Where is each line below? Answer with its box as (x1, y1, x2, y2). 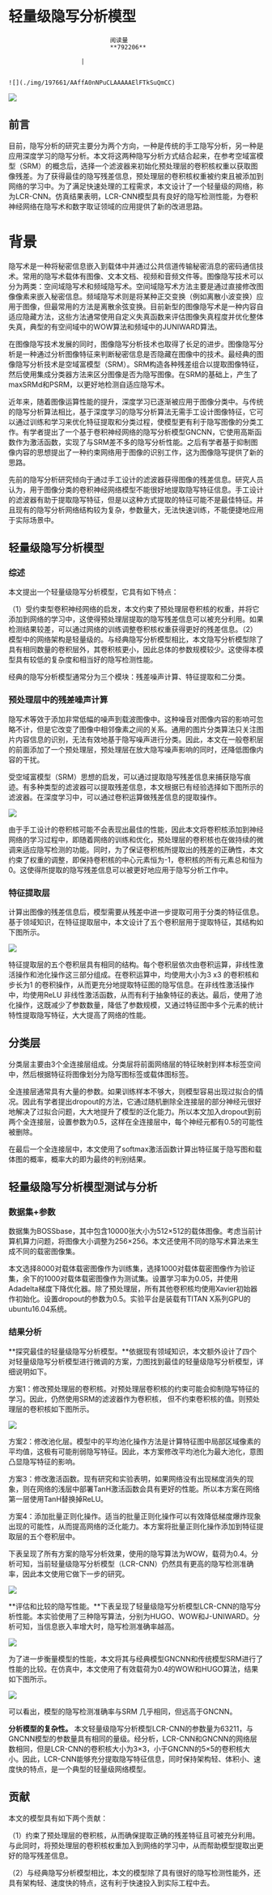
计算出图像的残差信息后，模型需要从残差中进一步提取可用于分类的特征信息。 (8, 907, 264, 917)
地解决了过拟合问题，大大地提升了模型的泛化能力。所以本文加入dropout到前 (8, 1106, 261, 1117)
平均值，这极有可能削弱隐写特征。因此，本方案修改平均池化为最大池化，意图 (8, 1446, 264, 1456)
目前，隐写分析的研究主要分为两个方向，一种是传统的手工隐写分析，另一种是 (8, 141, 264, 150)
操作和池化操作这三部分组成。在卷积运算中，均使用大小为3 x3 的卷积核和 (15, 969, 259, 979)
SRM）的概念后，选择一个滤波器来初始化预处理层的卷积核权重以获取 (22, 161, 251, 171)
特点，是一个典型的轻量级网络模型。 (29, 1764, 151, 1774)
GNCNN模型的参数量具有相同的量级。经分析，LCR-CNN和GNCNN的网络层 (8, 1733, 257, 1744)
